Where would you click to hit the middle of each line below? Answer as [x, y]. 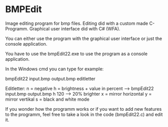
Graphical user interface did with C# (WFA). [75, 28]
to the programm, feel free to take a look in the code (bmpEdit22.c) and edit [84, 114]
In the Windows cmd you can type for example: [54, 69]
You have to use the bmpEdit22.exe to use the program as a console [76, 54]
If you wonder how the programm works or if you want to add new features [83, 109]
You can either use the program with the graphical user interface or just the [84, 38]
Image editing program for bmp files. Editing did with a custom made [77, 23]
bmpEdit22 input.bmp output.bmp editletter [50, 78]
